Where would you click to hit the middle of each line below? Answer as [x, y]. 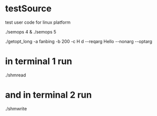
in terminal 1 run [39, 61]
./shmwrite [16, 109]
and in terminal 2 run [49, 95]
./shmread [16, 75]
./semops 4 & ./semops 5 [31, 32]
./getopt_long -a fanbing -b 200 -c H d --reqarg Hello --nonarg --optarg [79, 41]
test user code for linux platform [38, 22]
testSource [28, 9]
